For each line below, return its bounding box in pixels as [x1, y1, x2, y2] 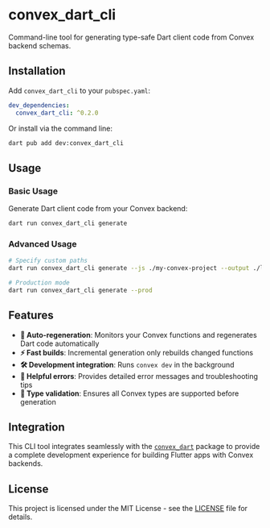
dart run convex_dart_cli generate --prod [8, 286, 153, 294]
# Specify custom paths [8, 256, 88, 265]
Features [8, 309, 54, 322]
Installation [8, 64, 66, 78]
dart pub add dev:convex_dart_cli [8, 139, 125, 147]
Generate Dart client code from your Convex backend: [8, 204, 188, 214]
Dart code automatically [19, 339, 100, 348]
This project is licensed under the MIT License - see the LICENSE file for [8, 504, 247, 513]
